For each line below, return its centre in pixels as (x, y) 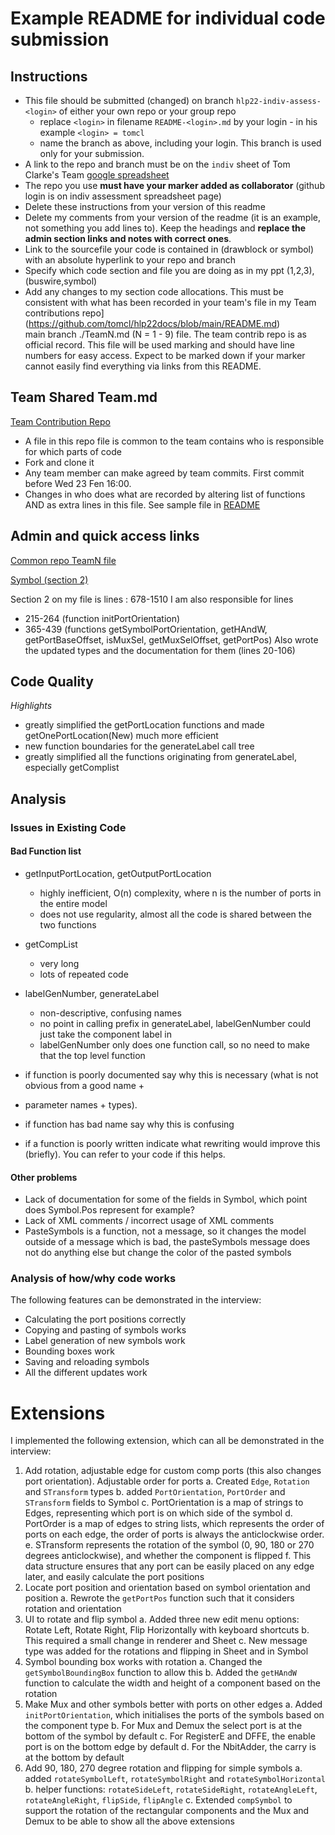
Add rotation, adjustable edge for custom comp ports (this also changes (173, 1471)
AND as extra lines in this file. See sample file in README (142, 504)
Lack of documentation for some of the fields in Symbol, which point (166, 1199)
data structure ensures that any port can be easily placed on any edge (169, 1566)
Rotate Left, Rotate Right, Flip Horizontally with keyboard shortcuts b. (167, 1630)
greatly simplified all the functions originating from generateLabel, (161, 757)
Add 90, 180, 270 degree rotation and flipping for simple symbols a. (163, 1768)
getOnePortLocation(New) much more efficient (121, 736)
